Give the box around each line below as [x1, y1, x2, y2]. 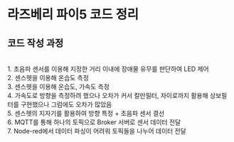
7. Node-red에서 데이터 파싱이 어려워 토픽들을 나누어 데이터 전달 [7, 127, 186, 135]
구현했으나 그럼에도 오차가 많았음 [20, 100, 112, 109]
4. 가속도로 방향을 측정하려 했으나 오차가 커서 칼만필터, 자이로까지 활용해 [7, 92, 208, 99]
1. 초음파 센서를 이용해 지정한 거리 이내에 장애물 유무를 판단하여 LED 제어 [7, 65, 209, 73]
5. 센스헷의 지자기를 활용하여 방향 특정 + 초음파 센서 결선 [7, 109, 165, 117]
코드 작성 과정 [7, 37, 64, 49]
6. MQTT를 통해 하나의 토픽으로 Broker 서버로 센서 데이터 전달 [7, 118, 181, 126]
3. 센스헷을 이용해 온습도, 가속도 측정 [7, 82, 110, 91]
